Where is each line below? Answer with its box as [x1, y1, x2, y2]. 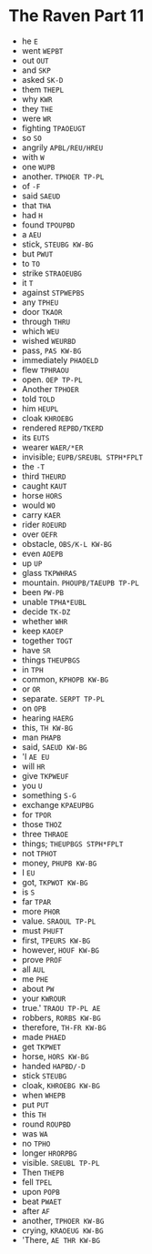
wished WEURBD [21, 335, 76, 346]
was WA [21, 1128, 48, 1138]
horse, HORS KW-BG [21, 1050, 89, 1061]
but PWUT [21, 248, 54, 259]
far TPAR [21, 895, 52, 906]
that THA [21, 199, 52, 210]
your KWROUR [21, 993, 66, 1004]
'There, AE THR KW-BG [21, 1234, 101, 1245]
